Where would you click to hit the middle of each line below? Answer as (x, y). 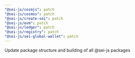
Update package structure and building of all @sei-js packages (67, 50)
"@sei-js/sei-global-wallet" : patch (41, 37)
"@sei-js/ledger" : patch (30, 28)
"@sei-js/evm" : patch (26, 23)
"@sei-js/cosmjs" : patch (30, 9)
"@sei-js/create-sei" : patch (34, 18)
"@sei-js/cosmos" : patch (30, 14)
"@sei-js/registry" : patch (32, 32)
